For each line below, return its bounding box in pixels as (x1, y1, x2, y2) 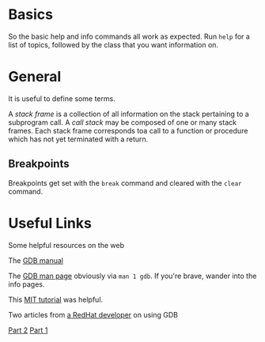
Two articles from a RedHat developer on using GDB (8, 310, 178, 319)
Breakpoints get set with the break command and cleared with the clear (8, 178, 242, 187)
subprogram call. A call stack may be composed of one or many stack (8, 117, 237, 127)
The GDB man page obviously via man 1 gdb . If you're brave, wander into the (8, 271, 257, 280)
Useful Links (8, 214, 93, 232)
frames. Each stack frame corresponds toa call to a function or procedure (8, 126, 248, 135)
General (8, 68, 62, 86)
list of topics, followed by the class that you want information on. (8, 39, 219, 49)
